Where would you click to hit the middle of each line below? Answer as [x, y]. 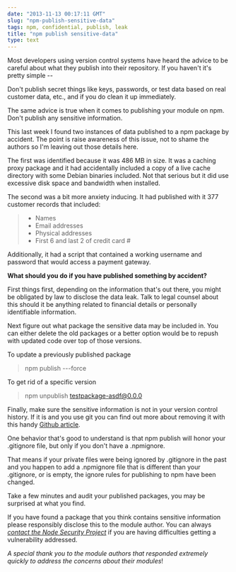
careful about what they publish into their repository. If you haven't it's [110, 68]
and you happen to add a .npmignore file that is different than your [104, 467]
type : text [23, 40]
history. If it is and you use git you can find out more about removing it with [116, 417]
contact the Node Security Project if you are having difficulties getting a [112, 532]
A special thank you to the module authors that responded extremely [108, 554]
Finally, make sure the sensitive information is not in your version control [112, 410]
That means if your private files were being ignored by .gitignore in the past [117, 460]
